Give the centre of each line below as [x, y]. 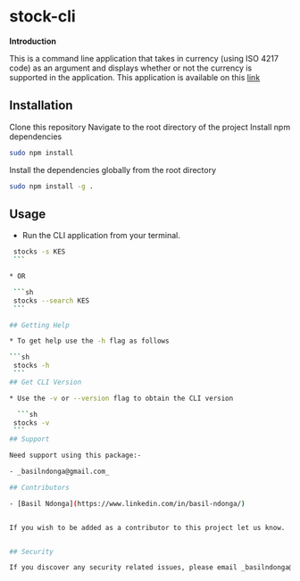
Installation [41, 106]
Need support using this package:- [75, 456]
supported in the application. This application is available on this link [135, 77]
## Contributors [39, 487]
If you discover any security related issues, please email [124, 568]
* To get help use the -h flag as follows [89, 341]
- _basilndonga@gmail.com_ [59, 472]
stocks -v [31, 423]
